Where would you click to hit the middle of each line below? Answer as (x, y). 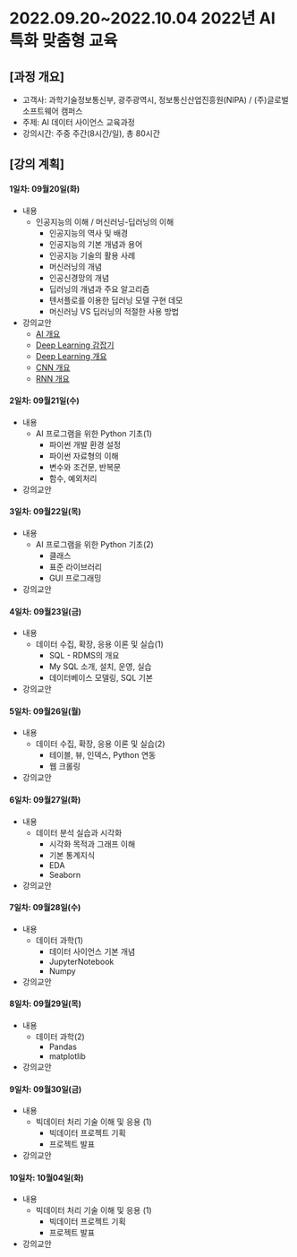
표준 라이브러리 (76, 567)
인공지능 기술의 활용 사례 (92, 255)
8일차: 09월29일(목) (46, 1003)
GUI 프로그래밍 (75, 578)
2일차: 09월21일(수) (45, 400)
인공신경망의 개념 (79, 278)
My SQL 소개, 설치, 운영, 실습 (100, 667)
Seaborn (65, 874)
